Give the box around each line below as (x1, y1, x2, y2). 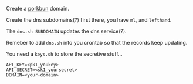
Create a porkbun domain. (6, 5, 69, 12)
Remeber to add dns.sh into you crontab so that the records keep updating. (6, 39, 188, 46)
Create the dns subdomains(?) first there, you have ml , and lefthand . (6, 16, 172, 23)
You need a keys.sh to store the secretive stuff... (6, 51, 123, 58)
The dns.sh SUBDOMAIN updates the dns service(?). (6, 28, 127, 35)
